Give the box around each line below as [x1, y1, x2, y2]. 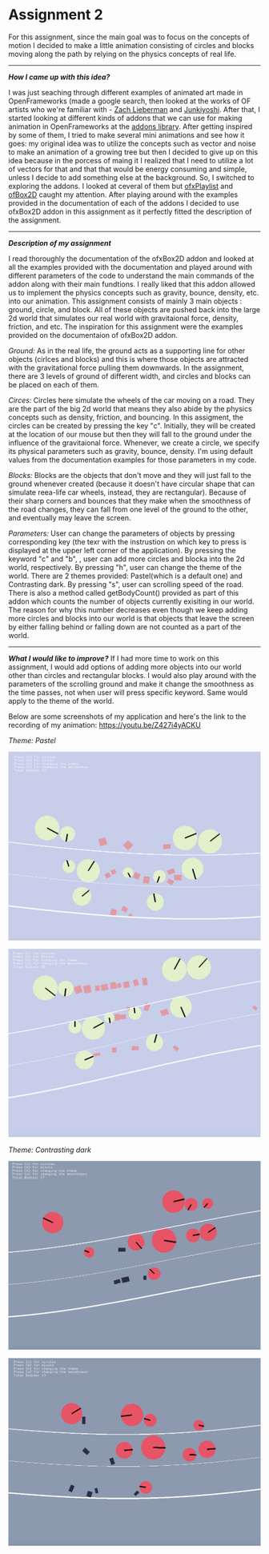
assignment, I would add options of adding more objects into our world [8, 662, 242, 672]
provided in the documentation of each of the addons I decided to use [8, 198, 239, 207]
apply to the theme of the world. [8, 696, 114, 705]
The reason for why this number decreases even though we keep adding [8, 604, 248, 614]
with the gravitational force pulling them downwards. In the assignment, [8, 363, 244, 372]
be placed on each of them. [8, 379, 99, 389]
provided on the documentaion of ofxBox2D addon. [8, 330, 179, 339]
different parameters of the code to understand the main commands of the [8, 271, 255, 280]
